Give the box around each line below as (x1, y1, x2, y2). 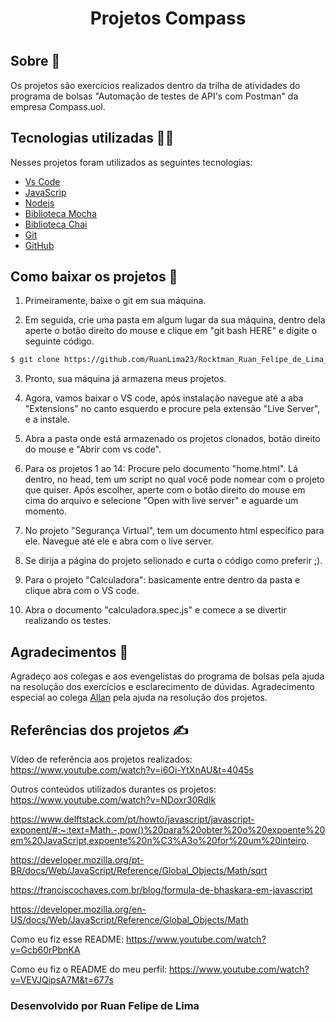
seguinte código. (24, 335, 95, 347)
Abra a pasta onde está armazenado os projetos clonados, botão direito (24, 433, 321, 445)
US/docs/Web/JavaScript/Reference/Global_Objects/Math (10, 913, 249, 926)
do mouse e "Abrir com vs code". (24, 443, 162, 456)
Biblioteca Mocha (24, 207, 97, 219)
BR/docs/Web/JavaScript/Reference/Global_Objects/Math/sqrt (10, 864, 268, 876)
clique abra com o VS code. (24, 585, 140, 597)
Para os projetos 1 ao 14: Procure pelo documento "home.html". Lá (24, 463, 298, 475)
